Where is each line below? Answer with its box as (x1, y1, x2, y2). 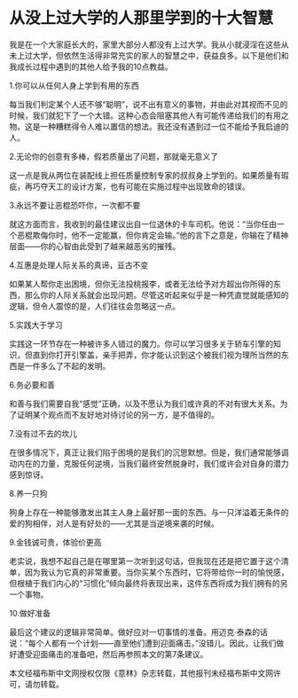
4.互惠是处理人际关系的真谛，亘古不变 (9, 259, 149, 271)
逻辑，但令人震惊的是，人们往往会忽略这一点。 (9, 301, 180, 311)
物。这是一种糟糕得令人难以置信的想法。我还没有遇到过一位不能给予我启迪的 (9, 121, 289, 131)
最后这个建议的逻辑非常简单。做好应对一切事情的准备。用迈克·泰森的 (9, 626, 261, 637)
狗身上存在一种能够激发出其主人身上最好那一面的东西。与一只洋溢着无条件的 (9, 506, 289, 517)
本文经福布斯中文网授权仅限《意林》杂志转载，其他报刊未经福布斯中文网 (9, 667, 273, 678)
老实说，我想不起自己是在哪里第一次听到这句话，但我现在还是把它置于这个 (9, 555, 281, 566)
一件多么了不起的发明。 (24, 360, 111, 371)
